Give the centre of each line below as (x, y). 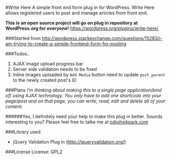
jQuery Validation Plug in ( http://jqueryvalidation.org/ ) (69, 142)
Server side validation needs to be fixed (55, 69)
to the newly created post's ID (45, 80)
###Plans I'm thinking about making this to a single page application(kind (83, 90)
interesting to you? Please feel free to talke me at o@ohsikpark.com (77, 122)
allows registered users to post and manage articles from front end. (77, 13)
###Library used (23, 132)
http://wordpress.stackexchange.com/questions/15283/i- (102, 38)
